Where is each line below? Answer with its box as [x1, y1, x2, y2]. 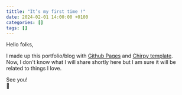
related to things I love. [6, 65, 62, 72]
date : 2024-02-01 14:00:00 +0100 [6, 14, 89, 20]
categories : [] [6, 19, 44, 25]
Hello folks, [6, 41, 34, 48]
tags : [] [6, 25, 28, 31]
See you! [6, 76, 28, 83]
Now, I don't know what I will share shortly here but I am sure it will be [6, 59, 176, 66]
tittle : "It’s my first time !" [6, 8, 86, 15]
